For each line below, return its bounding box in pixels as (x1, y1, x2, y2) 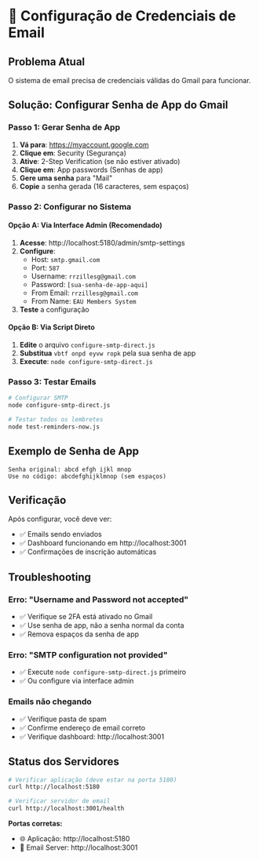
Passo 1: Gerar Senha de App (8, 122, 120, 133)
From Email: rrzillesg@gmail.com (31, 288, 139, 297)
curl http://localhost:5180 (8, 783, 100, 791)
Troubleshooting (8, 570, 92, 584)
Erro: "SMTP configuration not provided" (8, 650, 168, 661)
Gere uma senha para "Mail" (19, 173, 113, 183)
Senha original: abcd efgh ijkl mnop (8, 465, 132, 473)
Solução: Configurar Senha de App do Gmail (8, 98, 229, 112)
